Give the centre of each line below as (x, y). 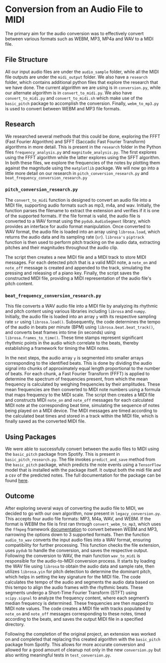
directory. (15, 624)
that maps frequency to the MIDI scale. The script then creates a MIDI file (80, 395)
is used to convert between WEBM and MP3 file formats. (63, 108)
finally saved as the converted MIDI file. (46, 421)
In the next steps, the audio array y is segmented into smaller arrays (74, 358)
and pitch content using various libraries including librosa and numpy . (76, 311)
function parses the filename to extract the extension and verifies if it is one (82, 210)
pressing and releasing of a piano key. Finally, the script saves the (72, 273)
